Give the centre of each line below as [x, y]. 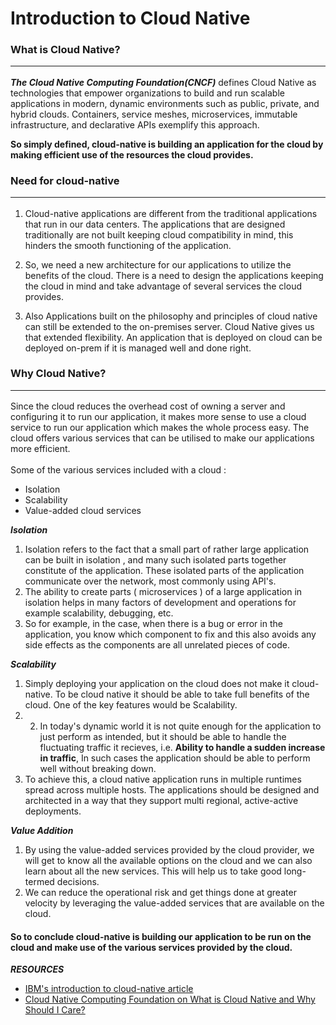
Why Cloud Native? [58, 374]
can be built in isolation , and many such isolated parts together [155, 560]
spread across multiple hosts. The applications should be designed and [172, 790]
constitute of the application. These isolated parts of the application [164, 571]
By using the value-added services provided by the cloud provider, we [169, 850]
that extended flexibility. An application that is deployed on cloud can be [173, 337]
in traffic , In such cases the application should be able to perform [175, 758]
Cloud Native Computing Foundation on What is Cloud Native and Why [170, 999]
